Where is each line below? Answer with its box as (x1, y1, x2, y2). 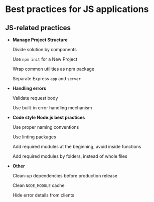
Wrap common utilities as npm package (12, 66, 94, 72)
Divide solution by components (12, 47, 77, 52)
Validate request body (12, 95, 58, 101)
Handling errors (12, 85, 47, 91)
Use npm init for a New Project (12, 56, 78, 62)
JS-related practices (5, 24, 71, 32)
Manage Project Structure (12, 37, 68, 43)
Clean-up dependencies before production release (12, 173, 118, 178)
